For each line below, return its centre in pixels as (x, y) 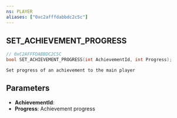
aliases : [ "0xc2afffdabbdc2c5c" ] (47, 17)
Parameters (28, 88)
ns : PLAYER (19, 11)
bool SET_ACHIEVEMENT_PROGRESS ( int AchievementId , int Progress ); (89, 60)
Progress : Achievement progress (55, 109)
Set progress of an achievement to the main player (71, 70)
